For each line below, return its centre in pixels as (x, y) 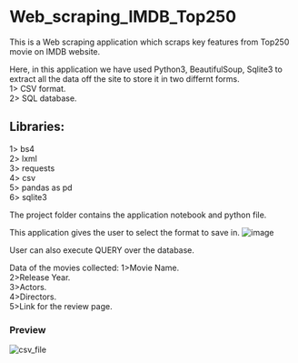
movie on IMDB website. (55, 51)
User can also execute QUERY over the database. (102, 250)
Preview (28, 329)
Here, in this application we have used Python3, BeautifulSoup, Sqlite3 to (146, 69)
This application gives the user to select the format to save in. (125, 232)
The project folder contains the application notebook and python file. (138, 215)
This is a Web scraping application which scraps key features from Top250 (149, 42)
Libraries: (37, 127)
